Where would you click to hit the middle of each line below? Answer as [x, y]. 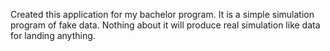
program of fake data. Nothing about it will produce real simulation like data [165, 25]
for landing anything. [53, 35]
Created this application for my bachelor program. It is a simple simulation [162, 14]
